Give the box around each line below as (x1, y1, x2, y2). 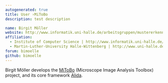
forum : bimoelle (5, 48, 39, 54)
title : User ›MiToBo (5, 12, 48, 17)
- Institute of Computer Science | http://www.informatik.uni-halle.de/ (9, 39, 164, 45)
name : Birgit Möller (5, 25, 48, 30)
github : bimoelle (5, 53, 41, 58)
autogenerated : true (5, 7, 48, 12)
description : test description (5, 16, 70, 21)
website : (5, 30, 23, 35)
